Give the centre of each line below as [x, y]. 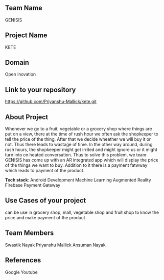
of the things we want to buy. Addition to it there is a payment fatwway [76, 165]
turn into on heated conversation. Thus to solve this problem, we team [76, 155]
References [23, 260]
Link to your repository [40, 89]
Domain [17, 63]
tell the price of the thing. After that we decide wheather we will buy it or [78, 139]
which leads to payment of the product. [45, 171]
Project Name [26, 36]
